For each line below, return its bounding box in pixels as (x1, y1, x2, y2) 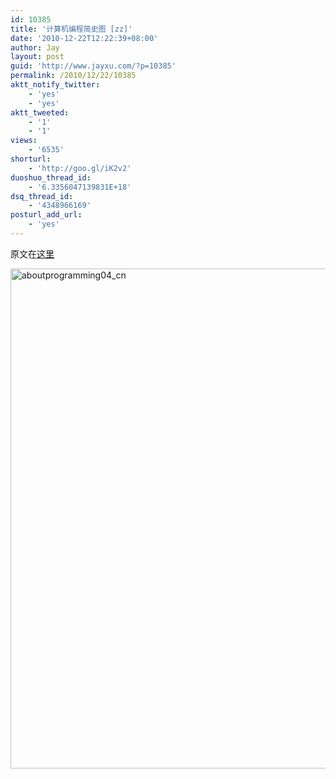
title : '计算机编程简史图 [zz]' (10, 24, 133, 34)
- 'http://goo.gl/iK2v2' (28, 163, 132, 173)
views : (10, 136, 38, 146)
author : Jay (10, 42, 60, 53)
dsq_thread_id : (10, 191, 74, 201)
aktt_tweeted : (10, 107, 70, 118)
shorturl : (10, 154, 52, 164)
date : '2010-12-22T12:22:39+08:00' (10, 33, 159, 43)
